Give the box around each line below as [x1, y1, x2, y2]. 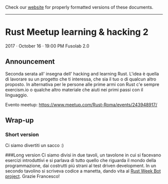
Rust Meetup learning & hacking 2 [5, 26, 148, 38]
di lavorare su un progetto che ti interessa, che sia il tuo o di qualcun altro [5, 76, 156, 82]
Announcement [5, 57, 55, 66]
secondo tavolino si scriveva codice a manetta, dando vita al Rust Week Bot [5, 168, 161, 174]
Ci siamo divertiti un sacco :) [5, 142, 64, 148]
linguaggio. [5, 92, 28, 98]
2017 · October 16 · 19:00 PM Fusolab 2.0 [5, 42, 89, 49]
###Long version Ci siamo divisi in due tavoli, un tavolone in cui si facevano [5, 152, 161, 158]
